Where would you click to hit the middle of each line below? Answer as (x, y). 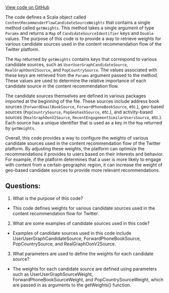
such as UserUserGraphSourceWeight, (53, 274)
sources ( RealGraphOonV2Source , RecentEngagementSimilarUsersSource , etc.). (84, 117)
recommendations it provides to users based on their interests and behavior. (84, 154)
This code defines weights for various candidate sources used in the (84, 208)
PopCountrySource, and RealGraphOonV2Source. (64, 244)
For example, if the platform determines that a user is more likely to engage (83, 159)
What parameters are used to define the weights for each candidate (83, 254)
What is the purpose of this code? (48, 198)
